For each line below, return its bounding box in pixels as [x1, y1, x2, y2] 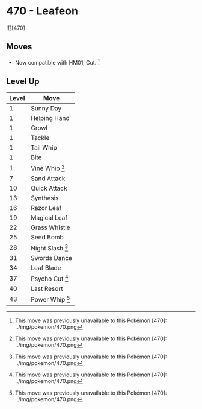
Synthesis [31, 194, 59, 202]
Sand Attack [31, 174, 66, 182]
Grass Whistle [31, 223, 70, 232]
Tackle [31, 134, 50, 142]
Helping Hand [31, 114, 70, 122]
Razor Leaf [31, 203, 62, 212]
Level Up [6, 76, 40, 86]
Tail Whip [31, 144, 57, 152]
